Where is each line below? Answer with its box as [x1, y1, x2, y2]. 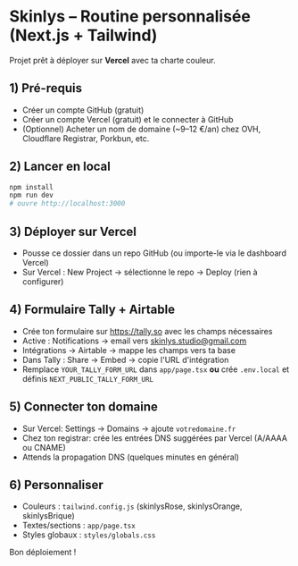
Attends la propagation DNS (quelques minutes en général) [21, 452, 239, 462]
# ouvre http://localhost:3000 [9, 199, 126, 208]
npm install [9, 182, 54, 191]
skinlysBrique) [21, 511, 76, 521]
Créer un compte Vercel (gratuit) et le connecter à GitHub [21, 114, 234, 124]
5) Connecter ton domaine [9, 400, 159, 415]
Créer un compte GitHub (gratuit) [21, 105, 145, 115]
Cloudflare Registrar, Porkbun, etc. [21, 132, 150, 144]
